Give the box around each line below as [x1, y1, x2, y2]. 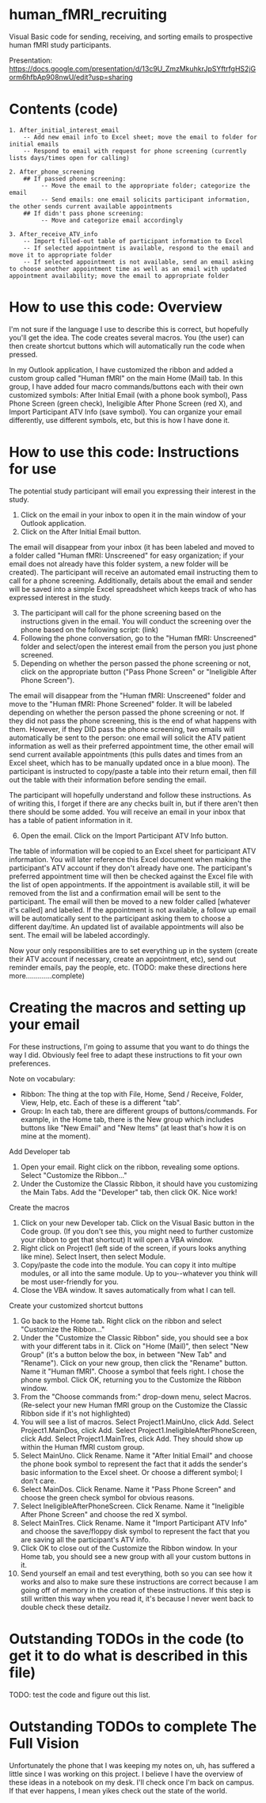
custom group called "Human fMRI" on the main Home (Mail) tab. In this [9, 373, 244, 383]
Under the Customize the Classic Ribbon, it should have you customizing [20, 1179, 258, 1188]
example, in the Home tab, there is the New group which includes [20, 1115, 234, 1124]
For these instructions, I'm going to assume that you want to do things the [9, 1042, 250, 1051]
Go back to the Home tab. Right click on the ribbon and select [20, 1316, 222, 1325]
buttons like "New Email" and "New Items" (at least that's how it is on [20, 1123, 246, 1132]
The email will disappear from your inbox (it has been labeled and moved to [9, 542, 255, 551]
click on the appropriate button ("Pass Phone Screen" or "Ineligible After [20, 667, 257, 677]
